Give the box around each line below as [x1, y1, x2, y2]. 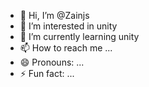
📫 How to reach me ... [19, 42, 113, 54]
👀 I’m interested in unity [19, 20, 118, 32]
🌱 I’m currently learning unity [19, 31, 140, 42]
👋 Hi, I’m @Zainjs [19, 10, 90, 21]
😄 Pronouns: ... [19, 56, 85, 68]
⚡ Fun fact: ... [19, 68, 75, 79]
